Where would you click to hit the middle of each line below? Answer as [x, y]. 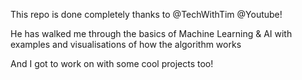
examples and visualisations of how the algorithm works [126, 44]
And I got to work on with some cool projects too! [112, 63]
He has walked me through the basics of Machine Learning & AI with [151, 33]
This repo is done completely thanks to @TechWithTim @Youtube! [146, 14]
